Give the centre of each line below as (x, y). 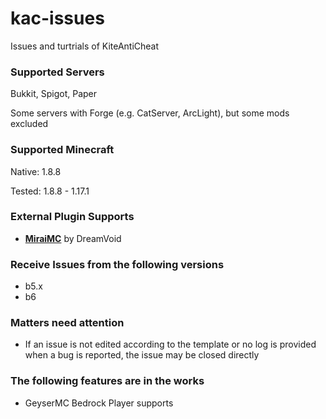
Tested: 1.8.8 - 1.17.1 (50, 191)
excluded (29, 124)
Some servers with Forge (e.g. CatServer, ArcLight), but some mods (150, 113)
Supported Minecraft (62, 150)
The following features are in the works (107, 381)
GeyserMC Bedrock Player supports (99, 403)
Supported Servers (57, 72)
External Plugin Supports (72, 217)
